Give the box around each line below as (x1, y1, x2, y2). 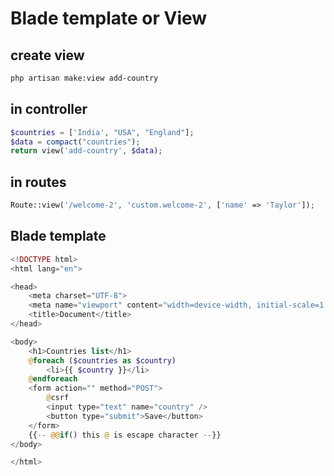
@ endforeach (28, 374, 78, 384)
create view (10, 47, 85, 64)
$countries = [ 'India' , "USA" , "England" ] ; (10, 127, 195, 137)
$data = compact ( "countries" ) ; (10, 137, 141, 147)
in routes (10, 173, 67, 191)
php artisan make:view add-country (10, 73, 159, 83)
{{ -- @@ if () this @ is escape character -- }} (28, 430, 222, 440)
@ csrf (46, 393, 70, 403)
